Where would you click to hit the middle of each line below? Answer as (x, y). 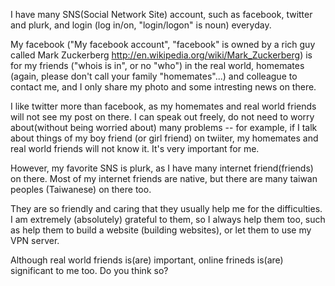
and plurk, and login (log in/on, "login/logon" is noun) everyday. (141, 25)
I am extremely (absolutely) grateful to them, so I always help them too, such (168, 219)
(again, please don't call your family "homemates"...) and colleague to (154, 76)
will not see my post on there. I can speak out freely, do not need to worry (162, 117)
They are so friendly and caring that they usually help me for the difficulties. (166, 208)
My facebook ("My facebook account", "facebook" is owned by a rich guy (163, 44)
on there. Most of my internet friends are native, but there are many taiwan (164, 178)
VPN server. (35, 240)
